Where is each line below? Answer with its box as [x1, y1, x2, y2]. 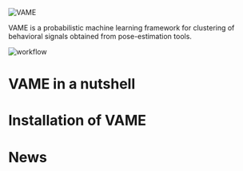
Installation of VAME [8, 112, 146, 129]
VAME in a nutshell [8, 75, 136, 93]
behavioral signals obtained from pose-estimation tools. [8, 32, 192, 41]
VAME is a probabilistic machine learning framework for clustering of [8, 23, 235, 32]
